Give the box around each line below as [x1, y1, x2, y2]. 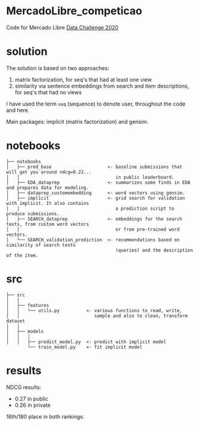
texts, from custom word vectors [6, 221, 89, 227]
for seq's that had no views [14, 88, 82, 96]
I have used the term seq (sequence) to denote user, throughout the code [6, 100, 186, 107]
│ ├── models [6, 328, 44, 334]
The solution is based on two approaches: [6, 64, 110, 71]
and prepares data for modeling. [6, 185, 89, 191]
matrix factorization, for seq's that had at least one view [14, 76, 152, 83]
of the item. [6, 252, 39, 259]
